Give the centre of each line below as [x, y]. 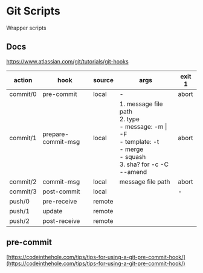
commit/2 [23, 181]
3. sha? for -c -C [144, 164]
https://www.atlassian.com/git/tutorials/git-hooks [67, 61]
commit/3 [23, 191]
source [103, 80]
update [53, 211]
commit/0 [23, 94]
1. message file [141, 104]
